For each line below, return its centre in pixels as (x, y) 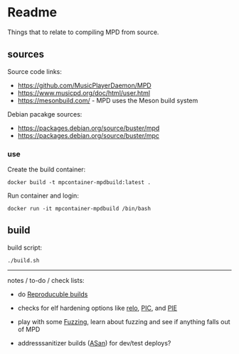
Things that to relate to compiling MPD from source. (83, 32)
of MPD (29, 329)
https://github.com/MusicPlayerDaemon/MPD (84, 85)
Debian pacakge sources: (45, 114)
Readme (32, 12)
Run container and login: (43, 195)
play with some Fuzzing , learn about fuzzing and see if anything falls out (124, 321)
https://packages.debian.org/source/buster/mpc (89, 135)
